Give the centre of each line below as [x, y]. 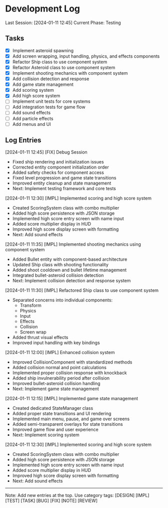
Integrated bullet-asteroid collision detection [58, 275]
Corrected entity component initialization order [60, 167]
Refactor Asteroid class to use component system [64, 67]
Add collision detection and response [51, 79]
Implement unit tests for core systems [51, 101]
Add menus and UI [31, 124]
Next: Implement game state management [55, 389]
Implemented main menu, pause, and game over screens [71, 419]
